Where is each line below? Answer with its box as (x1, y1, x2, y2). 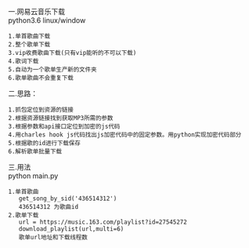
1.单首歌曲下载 (8, 32, 51, 40)
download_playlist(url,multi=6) (18, 225, 125, 233)
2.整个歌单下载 (8, 41, 51, 49)
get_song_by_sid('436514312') (18, 195, 117, 202)
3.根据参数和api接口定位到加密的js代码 (8, 122, 121, 130)
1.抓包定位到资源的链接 (8, 106, 74, 114)
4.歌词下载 (8, 57, 39, 65)
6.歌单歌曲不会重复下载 (8, 74, 74, 82)
